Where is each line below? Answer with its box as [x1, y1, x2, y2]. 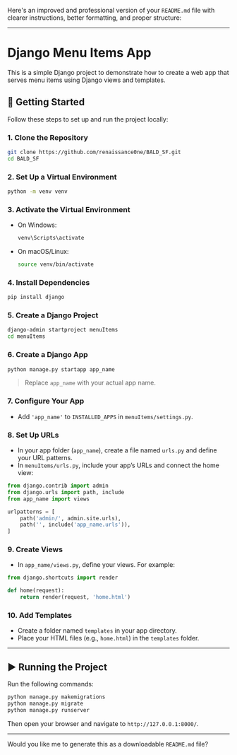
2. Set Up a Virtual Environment [7, 172, 118, 182]
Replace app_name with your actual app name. [24, 378, 157, 387]
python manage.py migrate [7, 700, 83, 708]
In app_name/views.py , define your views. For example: [17, 561, 175, 569]
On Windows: [17, 221, 57, 229]
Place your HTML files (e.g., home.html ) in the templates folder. [17, 634, 200, 643]
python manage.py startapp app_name [7, 365, 115, 373]
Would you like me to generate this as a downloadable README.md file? [7, 739, 209, 748]
